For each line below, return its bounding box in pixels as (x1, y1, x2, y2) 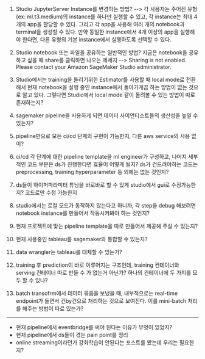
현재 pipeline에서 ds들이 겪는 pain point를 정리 (15, 332, 128, 338)
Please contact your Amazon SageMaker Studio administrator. (15, 63, 172, 70)
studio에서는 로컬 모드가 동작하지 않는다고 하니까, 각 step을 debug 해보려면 (15, 202, 196, 209)
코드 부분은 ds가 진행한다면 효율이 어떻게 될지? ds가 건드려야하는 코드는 (27, 161, 198, 168)
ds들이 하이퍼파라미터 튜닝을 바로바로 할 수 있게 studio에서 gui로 (15, 181, 170, 188)
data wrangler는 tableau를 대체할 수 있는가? (15, 248, 122, 255)
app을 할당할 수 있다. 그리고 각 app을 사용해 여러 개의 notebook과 (27, 21, 185, 27)
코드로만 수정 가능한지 (24, 189, 78, 196)
